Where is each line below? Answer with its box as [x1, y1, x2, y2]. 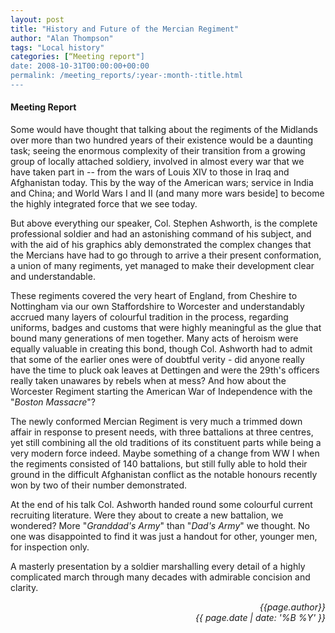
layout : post [10, 14, 65, 25]
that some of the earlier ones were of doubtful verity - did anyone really [10, 354, 305, 366]
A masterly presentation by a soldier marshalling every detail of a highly [10, 561, 306, 573]
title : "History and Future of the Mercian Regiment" [10, 24, 240, 34]
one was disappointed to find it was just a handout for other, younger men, [10, 531, 318, 543]
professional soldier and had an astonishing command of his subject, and [10, 228, 312, 240]
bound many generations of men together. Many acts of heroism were [10, 332, 299, 345]
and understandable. [10, 271, 96, 283]
